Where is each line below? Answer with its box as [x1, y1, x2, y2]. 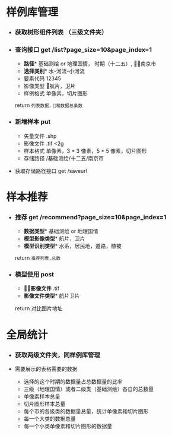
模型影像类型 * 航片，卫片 [23, 235, 85, 242]
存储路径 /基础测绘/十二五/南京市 [23, 155, 104, 162]
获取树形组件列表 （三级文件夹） [14, 28, 108, 36]
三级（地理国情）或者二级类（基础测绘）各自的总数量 [23, 385, 154, 392]
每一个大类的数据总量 [23, 415, 76, 422]
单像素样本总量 [23, 393, 60, 400]
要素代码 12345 [23, 75, 61, 82]
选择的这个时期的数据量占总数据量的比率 [23, 378, 123, 385]
